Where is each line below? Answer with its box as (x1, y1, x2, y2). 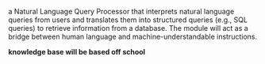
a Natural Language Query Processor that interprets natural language (8, 7, 235, 16)
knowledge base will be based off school (8, 47, 145, 56)
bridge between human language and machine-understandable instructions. (8, 32, 258, 41)
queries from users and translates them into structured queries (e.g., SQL (8, 15, 248, 24)
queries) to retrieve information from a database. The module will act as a (8, 24, 248, 32)
